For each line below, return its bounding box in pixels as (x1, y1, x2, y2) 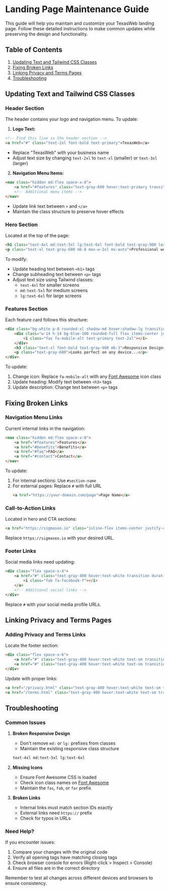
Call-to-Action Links (5, 505, 56, 512)
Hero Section (5, 221, 38, 228)
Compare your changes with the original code (12, 849, 108, 855)
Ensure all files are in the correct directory (12, 865, 100, 871)
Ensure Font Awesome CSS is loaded (20, 774, 97, 781)
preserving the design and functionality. (5, 31, 88, 37)
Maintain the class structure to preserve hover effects (12, 208, 124, 214)
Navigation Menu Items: (12, 170, 64, 176)
